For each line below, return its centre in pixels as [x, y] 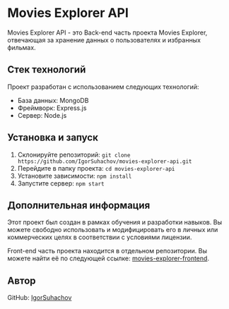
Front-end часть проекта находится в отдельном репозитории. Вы [107, 251]
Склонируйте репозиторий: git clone [74, 154]
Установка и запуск [53, 138]
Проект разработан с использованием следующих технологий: [103, 87]
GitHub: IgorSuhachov [40, 298]
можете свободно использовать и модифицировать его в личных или [113, 230]
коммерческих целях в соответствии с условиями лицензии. [100, 237]
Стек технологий [47, 69]
